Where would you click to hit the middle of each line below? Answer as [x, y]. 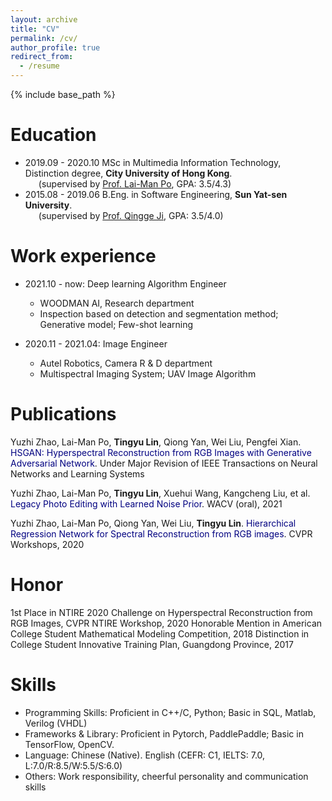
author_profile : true [55, 47]
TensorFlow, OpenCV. [69, 744]
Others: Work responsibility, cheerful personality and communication [166, 776]
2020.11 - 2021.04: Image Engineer [96, 343]
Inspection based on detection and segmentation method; [159, 313]
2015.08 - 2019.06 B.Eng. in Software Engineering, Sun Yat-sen [156, 194]
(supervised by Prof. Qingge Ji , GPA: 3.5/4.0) [131, 215]
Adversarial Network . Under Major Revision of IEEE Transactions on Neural [164, 463]
